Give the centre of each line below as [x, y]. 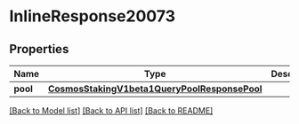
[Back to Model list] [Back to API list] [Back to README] [111, 111]
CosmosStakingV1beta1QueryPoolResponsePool [155, 89]
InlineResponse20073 [93, 16]
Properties [39, 49]
